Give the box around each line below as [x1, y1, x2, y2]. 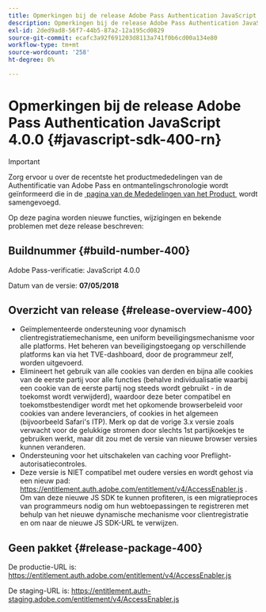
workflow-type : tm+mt [8, 41, 80, 49]
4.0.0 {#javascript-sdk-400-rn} [8, 131, 222, 149]
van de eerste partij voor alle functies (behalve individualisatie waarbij [19, 375, 248, 384]
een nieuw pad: [19, 476, 71, 486]
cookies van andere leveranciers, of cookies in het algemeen [19, 409, 218, 419]
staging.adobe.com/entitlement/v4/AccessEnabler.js [8, 595, 180, 604]
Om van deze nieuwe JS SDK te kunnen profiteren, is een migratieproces [19, 493, 258, 503]
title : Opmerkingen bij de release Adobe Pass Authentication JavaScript [8, 11, 257, 20]
